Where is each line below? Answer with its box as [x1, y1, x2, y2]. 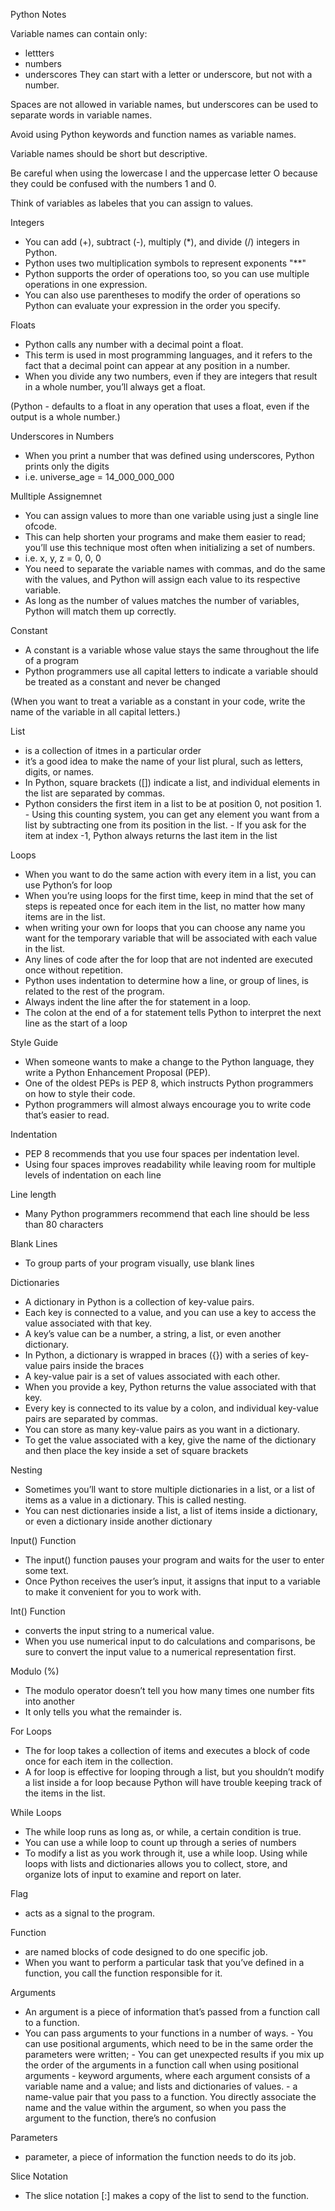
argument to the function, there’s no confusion [24, 2112, 217, 2124]
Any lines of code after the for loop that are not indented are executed [24, 954, 313, 965]
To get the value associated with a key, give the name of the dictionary [24, 1434, 317, 1446]
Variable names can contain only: [10, 28, 148, 39]
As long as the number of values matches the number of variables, [24, 595, 300, 606]
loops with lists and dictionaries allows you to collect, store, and [24, 1858, 288, 1869]
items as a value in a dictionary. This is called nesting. [24, 1494, 247, 1506]
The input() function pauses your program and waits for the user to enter [24, 1554, 325, 1566]
